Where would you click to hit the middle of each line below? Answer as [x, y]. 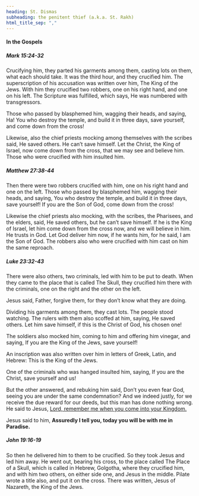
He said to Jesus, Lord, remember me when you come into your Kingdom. [97, 408]
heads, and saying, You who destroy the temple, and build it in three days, [97, 198]
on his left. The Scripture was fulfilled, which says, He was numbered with [97, 95]
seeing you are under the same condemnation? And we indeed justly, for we [99, 396]
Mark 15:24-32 [25, 55]
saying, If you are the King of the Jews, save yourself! [72, 342]
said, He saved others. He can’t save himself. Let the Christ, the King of [94, 144]
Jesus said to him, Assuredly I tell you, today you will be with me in [90, 420]
